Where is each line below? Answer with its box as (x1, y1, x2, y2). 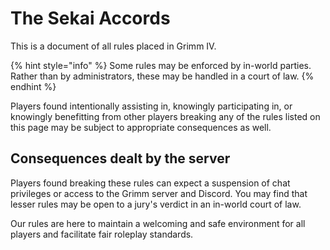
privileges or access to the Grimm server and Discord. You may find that (10, 187, 308, 199)
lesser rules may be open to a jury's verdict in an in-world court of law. (10, 198, 302, 210)
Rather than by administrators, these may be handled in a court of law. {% (10, 70, 315, 82)
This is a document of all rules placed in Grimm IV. (10, 40, 217, 52)
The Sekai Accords (10, 7, 171, 30)
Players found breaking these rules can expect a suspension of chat (10, 177, 291, 189)
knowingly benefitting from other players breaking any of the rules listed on (10, 110, 321, 122)
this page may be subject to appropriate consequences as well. (10, 121, 272, 133)
